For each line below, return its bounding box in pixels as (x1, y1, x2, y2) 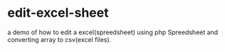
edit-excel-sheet (7, 5, 109, 21)
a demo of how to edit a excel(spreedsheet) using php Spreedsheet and (7, 28, 219, 36)
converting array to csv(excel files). (7, 35, 112, 43)
